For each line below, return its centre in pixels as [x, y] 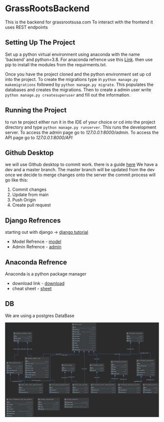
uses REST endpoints [26, 27]
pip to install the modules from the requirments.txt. [56, 64]
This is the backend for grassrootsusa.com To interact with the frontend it [79, 22]
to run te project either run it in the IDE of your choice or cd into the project [80, 122]
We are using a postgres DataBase [40, 316]
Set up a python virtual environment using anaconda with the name [72, 54]
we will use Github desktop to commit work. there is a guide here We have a [81, 164]
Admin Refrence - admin [37, 247]
